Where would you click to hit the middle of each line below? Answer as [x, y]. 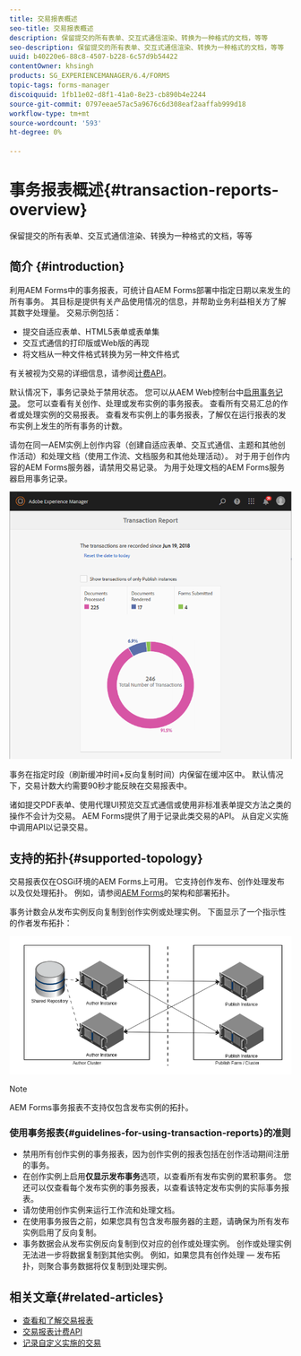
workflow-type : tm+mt [50, 113]
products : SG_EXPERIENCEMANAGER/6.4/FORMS [90, 76]
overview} [48, 210]
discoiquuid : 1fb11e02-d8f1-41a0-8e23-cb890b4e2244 [107, 94]
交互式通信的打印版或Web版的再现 [86, 343]
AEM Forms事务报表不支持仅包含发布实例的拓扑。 [101, 1107]
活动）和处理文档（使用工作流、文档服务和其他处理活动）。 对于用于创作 [149, 456]
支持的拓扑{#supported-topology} [106, 858]
